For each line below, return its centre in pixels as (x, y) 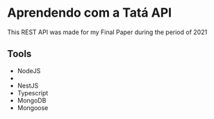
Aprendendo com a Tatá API (90, 13)
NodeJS (29, 70)
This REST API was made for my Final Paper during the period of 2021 (107, 32)
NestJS (28, 86)
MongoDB (32, 100)
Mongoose (33, 108)
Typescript (33, 93)
